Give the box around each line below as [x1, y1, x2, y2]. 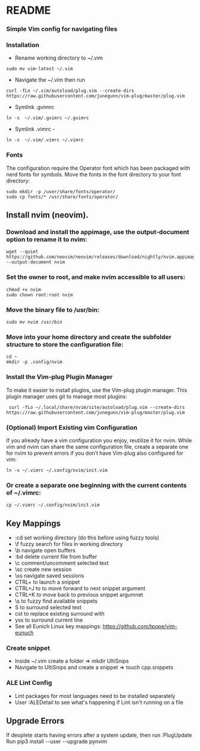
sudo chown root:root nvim [6, 291, 73, 298]
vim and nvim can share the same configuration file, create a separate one [6, 443, 189, 450]
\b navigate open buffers [14, 547, 76, 554]
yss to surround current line [14, 616, 83, 623]
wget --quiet [6, 249, 39, 255]
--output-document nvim [6, 259, 65, 265]
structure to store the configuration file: [6, 340, 124, 349]
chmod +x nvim [6, 287, 42, 293]
